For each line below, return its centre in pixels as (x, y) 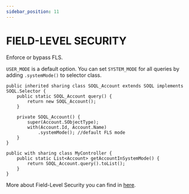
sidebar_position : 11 (33, 12)
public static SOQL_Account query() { (64, 96)
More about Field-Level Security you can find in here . (71, 185)
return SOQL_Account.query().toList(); (76, 163)
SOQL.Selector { (26, 91)
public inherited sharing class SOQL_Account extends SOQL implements (95, 86)
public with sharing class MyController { (59, 153)
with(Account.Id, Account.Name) (67, 127)
